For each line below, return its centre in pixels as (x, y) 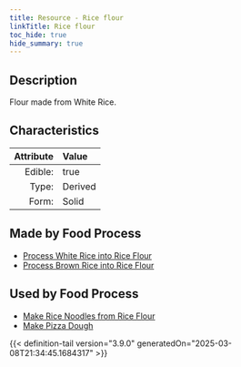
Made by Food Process (75, 234)
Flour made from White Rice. (63, 102)
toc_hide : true (38, 35)
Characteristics (55, 131)
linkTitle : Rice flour (52, 26)
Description (43, 80)
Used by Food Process (74, 294)
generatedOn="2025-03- (185, 343)
